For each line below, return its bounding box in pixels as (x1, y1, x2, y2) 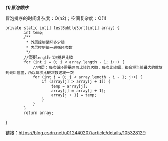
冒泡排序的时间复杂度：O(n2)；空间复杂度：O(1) (5, 15, 107, 21)
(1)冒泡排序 (5, 5, 29, 10)
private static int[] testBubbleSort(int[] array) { (5, 25, 120, 31)
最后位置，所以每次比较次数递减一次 (9, 70, 74, 75)
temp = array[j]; (51, 83, 88, 89)
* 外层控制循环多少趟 (26, 40, 65, 45)
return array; (23, 110, 54, 116)
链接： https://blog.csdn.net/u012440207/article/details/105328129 (5, 130, 146, 136)
